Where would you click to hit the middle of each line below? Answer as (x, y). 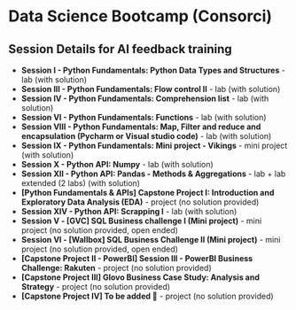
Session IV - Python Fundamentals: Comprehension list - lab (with (145, 98)
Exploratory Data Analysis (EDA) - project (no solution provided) (140, 202)
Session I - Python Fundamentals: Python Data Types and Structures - (153, 70)
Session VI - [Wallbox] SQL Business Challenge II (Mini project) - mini (151, 240)
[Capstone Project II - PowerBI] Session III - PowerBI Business (137, 258)
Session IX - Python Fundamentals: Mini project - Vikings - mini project (154, 145)
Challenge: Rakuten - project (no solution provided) (116, 268)
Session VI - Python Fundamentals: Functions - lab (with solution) (144, 117)
